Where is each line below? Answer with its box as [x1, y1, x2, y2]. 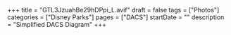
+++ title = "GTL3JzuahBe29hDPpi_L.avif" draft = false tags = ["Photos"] [7, 6, 220, 14]
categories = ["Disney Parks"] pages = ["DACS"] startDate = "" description [7, 13, 225, 21]
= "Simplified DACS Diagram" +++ [7, 21, 107, 28]
